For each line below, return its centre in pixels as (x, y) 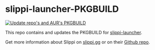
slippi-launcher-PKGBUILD (62, 9)
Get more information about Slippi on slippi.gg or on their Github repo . (77, 42)
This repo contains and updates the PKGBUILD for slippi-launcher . (74, 32)
